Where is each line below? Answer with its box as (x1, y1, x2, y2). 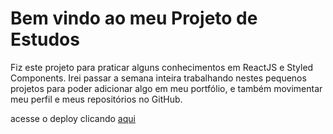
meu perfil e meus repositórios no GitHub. (10, 93, 183, 105)
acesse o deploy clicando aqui (10, 112, 136, 124)
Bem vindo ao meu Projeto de (10, 7, 258, 30)
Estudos (10, 28, 80, 51)
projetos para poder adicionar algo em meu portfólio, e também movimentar (10, 82, 323, 94)
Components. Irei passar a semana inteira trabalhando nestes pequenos (10, 72, 307, 84)
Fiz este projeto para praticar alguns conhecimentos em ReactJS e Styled (10, 61, 314, 73)
